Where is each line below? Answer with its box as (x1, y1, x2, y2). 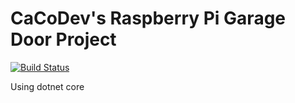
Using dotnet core (10, 80, 85, 92)
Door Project (10, 28, 117, 51)
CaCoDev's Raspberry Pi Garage (10, 7, 287, 30)
